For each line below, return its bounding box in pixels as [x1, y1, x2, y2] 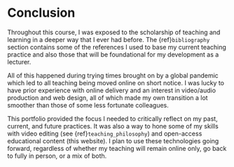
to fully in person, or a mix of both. [7, 152, 107, 160]
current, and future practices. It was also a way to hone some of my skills [7, 122, 219, 130]
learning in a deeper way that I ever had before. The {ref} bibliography [7, 35, 210, 43]
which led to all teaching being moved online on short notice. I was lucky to [7, 78, 224, 87]
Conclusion [7, 5, 76, 21]
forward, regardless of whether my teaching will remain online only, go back [7, 144, 227, 152]
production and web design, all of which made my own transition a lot [7, 93, 208, 102]
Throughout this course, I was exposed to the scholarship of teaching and [7, 28, 221, 36]
